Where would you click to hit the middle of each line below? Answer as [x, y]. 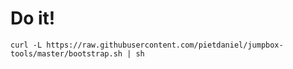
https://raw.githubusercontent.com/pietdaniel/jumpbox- [165, 45]
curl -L [26, 45]
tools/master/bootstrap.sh [66, 53]
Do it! [33, 18]
